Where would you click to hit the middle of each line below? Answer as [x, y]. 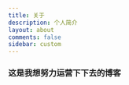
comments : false [35, 37]
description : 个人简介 [43, 23]
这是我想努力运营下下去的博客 [65, 73]
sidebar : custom [35, 44]
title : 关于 [26, 15]
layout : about [31, 30]
